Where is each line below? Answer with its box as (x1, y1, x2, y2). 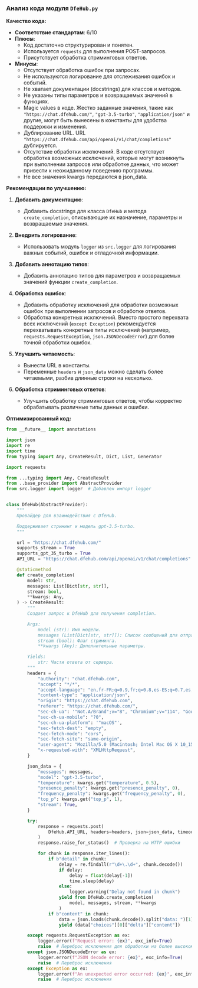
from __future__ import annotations (6, 426, 96, 432)
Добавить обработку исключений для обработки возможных (23, 301, 179, 308)
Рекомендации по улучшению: (6, 185, 87, 192)
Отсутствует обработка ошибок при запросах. (23, 67, 141, 74)
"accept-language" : (37, 687, 85, 693)
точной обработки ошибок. (23, 339, 93, 346)
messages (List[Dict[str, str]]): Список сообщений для (37, 632, 178, 638)
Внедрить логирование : (14, 231, 77, 239)
